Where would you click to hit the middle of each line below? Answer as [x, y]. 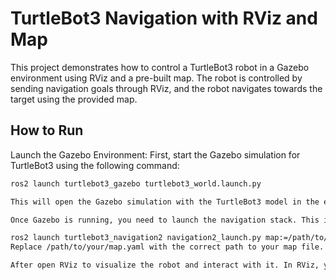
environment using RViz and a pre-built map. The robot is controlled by [156, 78]
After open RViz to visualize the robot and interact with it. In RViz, [165, 265]
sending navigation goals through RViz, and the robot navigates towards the [166, 88]
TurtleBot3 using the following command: [95, 165]
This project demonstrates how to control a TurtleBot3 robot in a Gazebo [160, 67]
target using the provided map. [74, 99]
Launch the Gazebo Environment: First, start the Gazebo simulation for [155, 154]
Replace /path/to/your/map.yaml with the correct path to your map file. [167, 247]
